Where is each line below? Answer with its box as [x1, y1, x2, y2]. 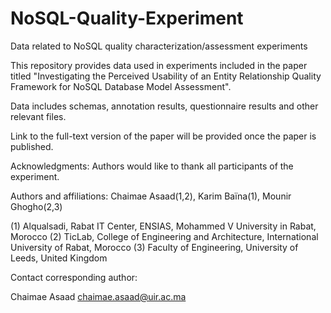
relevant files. [10, 110, 67, 122]
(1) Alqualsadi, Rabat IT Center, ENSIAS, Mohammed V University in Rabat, [10, 220, 317, 232]
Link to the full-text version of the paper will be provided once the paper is [10, 130, 317, 142]
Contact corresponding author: [10, 271, 138, 283]
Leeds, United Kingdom [10, 252, 108, 264]
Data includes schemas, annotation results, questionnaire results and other [10, 100, 319, 112]
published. [10, 140, 54, 152]
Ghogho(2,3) [10, 200, 63, 212]
